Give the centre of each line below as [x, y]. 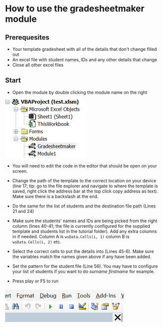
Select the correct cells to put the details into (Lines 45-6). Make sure [83, 251]
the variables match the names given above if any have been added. [82, 256]
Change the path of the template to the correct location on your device [84, 180]
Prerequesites [27, 37]
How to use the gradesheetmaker [75, 9]
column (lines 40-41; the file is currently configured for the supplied [81, 226]
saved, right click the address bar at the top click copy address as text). [85, 191]
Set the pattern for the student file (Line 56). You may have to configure [85, 266]
